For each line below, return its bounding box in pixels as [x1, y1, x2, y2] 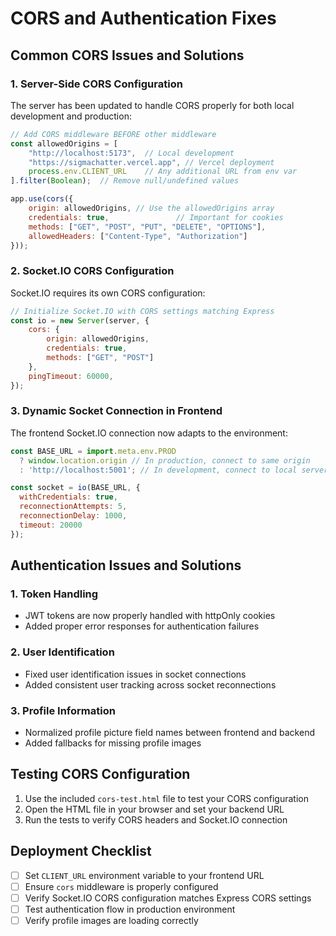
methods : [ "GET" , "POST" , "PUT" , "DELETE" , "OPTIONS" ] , [28, 222, 267, 232]
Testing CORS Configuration [10, 766, 191, 783]
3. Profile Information [10, 703, 116, 717]
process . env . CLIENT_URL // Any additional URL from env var [28, 167, 298, 177]
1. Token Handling [10, 587, 99, 601]
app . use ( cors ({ [10, 194, 74, 204]
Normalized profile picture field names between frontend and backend [24, 727, 315, 738]
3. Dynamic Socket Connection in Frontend [10, 404, 223, 418]
